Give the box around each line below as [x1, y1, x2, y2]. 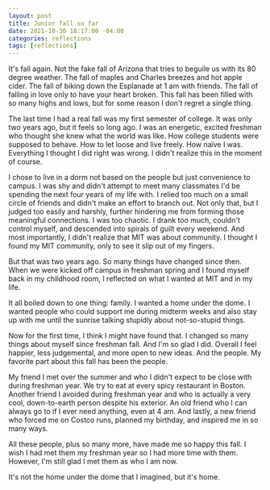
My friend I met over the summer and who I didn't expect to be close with [8, 372, 252, 382]
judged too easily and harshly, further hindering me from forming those [8, 207, 244, 216]
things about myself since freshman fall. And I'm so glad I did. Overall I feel [8, 340, 257, 350]
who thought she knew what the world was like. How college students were [8, 131, 260, 141]
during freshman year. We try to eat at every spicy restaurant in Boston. [8, 381, 246, 391]
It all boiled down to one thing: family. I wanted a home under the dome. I [8, 298, 251, 308]
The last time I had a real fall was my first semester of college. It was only [8, 114, 252, 124]
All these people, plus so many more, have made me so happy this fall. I [8, 439, 247, 449]
